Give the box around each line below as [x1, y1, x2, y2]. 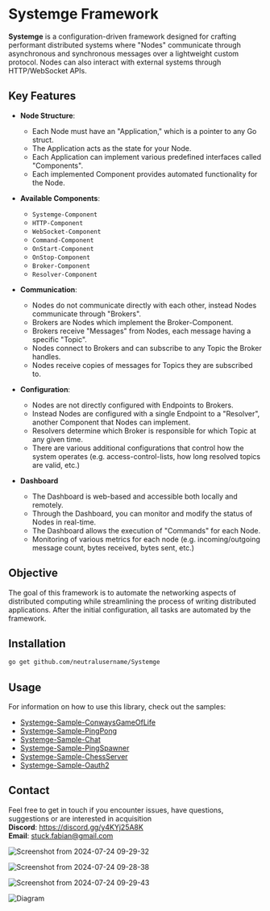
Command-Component [31, 236, 94, 244]
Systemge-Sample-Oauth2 [19, 760, 110, 771]
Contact [8, 784, 50, 797]
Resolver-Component [31, 270, 98, 278]
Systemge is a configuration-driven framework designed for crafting [8, 31, 237, 41]
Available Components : [19, 193, 101, 203]
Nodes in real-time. [31, 517, 97, 527]
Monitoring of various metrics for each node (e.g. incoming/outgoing [31, 534, 260, 544]
